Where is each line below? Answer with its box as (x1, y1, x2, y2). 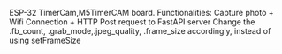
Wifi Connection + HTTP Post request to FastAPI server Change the (9, 17, 255, 27)
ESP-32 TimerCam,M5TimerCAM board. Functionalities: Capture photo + (9, 8, 274, 17)
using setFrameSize (9, 35, 81, 45)
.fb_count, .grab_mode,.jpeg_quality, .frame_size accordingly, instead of (9, 26, 271, 36)
